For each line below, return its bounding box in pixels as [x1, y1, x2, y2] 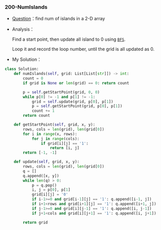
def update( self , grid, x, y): [14, 160, 80, 165]
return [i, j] [49, 145, 80, 150]
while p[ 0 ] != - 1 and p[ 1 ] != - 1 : [23, 94, 95, 99]
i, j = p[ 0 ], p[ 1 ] [31, 187, 71, 192]
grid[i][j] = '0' [31, 192, 69, 197]
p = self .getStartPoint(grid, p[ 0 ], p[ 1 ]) [31, 104, 123, 109]
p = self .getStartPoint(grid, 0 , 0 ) [23, 90, 100, 95]
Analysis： [12, 26, 35, 32]
